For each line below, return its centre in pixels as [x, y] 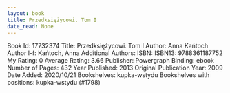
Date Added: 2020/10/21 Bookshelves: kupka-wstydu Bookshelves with [108, 75]
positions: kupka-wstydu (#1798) [54, 83]
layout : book [26, 13]
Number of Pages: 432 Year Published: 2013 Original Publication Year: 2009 [115, 68]
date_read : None [30, 26]
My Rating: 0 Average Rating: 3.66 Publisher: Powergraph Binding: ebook [111, 61]
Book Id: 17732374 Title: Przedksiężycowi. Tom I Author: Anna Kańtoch [108, 46]
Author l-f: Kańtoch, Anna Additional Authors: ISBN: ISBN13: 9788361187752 [115, 53]
